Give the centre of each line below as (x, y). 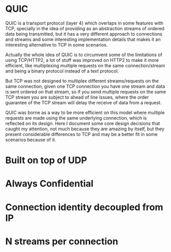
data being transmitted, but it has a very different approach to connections (84, 34)
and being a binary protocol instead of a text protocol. (62, 71)
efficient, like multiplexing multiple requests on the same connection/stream (85, 65)
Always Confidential (49, 184)
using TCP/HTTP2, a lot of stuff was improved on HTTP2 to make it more (82, 60)
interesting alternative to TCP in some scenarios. (57, 44)
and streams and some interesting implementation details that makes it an (83, 39)
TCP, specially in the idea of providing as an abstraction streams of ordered (85, 28)
